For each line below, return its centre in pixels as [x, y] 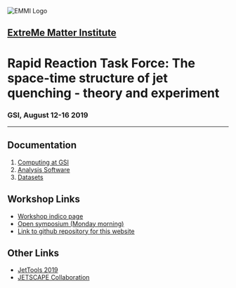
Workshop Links [44, 199]
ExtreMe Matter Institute [62, 33]
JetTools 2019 [38, 270]
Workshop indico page [50, 216]
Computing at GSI [43, 162]
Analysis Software [44, 169]
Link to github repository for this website [76, 231]
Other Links [33, 253]
